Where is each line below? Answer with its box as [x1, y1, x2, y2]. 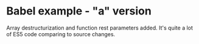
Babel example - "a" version [6, 4, 152, 18]
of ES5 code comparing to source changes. [6, 30, 116, 37]
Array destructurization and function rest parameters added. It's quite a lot [6, 24, 194, 31]
